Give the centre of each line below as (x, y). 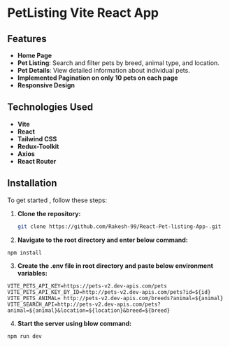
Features (27, 39)
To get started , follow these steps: (57, 200)
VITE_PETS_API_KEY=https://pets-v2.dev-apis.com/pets (87, 286)
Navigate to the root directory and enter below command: (103, 240)
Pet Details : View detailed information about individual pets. (103, 70)
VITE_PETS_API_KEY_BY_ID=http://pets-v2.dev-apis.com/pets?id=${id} (109, 292)
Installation (32, 183)
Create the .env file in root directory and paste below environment (115, 265)
